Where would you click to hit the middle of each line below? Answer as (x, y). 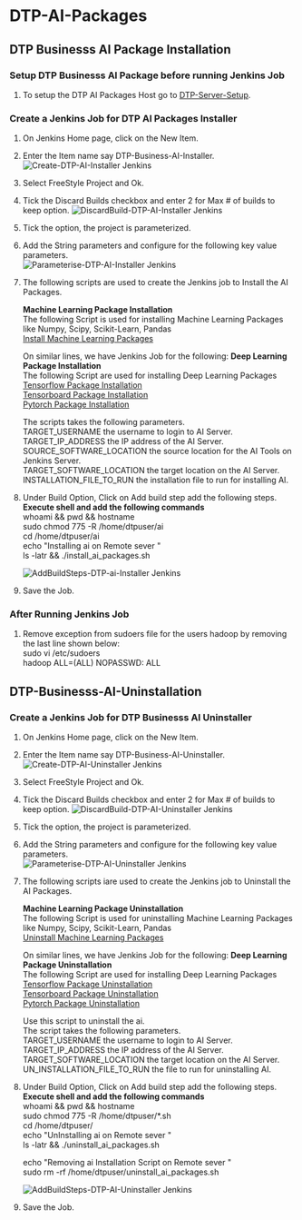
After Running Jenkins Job (69, 614)
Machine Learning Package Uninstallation (103, 908)
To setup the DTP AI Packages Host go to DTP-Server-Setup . (136, 94)
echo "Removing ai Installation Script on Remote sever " (127, 1163)
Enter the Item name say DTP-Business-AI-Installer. (118, 156)
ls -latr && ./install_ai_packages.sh (86, 556)
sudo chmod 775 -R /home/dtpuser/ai (93, 527)
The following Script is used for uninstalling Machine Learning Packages (157, 918)
